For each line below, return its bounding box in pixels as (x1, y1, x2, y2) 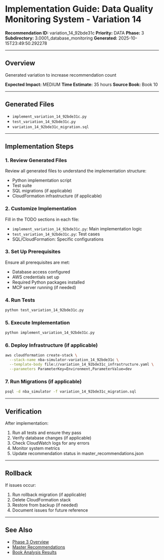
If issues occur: (5, 482, 36, 488)
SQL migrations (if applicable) (12, 188, 72, 194)
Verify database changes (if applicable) (12, 435, 92, 440)
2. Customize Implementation (5, 205, 77, 212)
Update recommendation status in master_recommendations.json (12, 450, 144, 456)
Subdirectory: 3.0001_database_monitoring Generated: (5, 35, 118, 41)
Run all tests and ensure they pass (12, 430, 82, 436)
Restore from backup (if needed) (12, 502, 78, 508)
